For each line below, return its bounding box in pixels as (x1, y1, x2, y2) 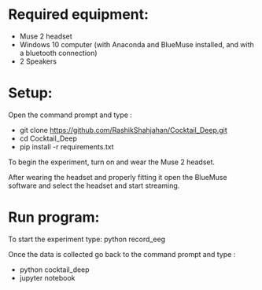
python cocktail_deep (19, 265, 90, 274)
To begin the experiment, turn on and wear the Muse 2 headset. (8, 157, 215, 167)
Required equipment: (8, 6, 149, 24)
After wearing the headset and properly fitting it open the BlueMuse (8, 172, 227, 182)
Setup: (8, 84, 53, 102)
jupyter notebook (19, 273, 76, 282)
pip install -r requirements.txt (19, 141, 114, 151)
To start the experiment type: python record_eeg (8, 234, 166, 244)
